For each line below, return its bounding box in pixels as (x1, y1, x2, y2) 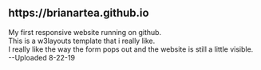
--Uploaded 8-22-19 (8, 52, 76, 62)
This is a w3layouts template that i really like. (8, 36, 156, 45)
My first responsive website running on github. (8, 27, 162, 37)
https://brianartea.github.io (8, 6, 149, 20)
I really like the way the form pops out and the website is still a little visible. (8, 44, 254, 54)
